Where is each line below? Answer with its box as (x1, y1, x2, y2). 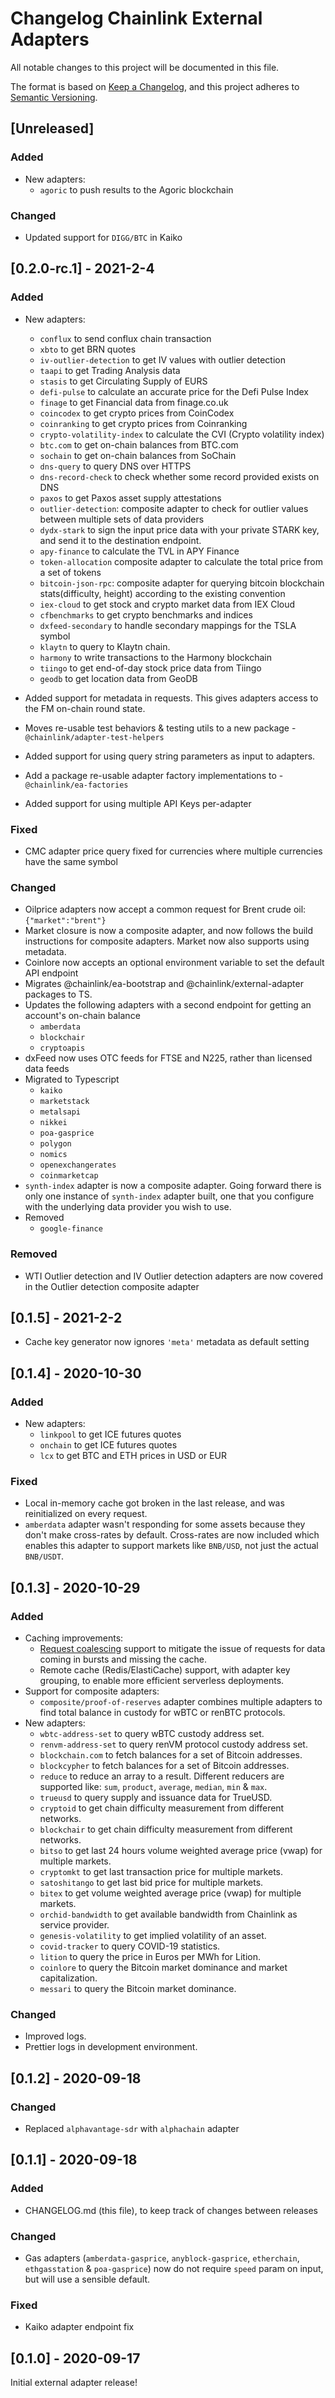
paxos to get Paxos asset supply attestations (39, 492, 222, 504)
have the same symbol (24, 855, 118, 867)
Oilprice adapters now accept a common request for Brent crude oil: (24, 903, 307, 916)
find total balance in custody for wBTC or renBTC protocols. (39, 1706, 286, 1718)
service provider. (39, 1918, 110, 1931)
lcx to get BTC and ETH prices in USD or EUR (39, 1450, 227, 1461)
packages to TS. (24, 988, 93, 1001)
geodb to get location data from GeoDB (39, 672, 198, 684)
